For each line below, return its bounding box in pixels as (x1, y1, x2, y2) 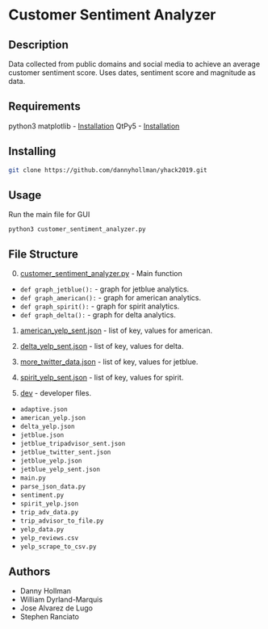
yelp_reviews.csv (19, 535, 79, 543)
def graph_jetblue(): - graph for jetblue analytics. (19, 284, 190, 294)
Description (8, 38, 69, 52)
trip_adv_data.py (19, 509, 79, 517)
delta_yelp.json (19, 422, 75, 431)
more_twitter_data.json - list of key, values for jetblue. (19, 357, 199, 367)
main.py (19, 474, 46, 482)
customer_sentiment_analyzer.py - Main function (19, 269, 183, 279)
